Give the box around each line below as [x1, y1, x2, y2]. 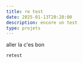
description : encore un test [6, 19, 78, 25]
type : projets [6, 25, 41, 31]
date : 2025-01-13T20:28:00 [6, 14, 72, 20]
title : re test [6, 8, 44, 15]
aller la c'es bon [6, 41, 45, 48]
